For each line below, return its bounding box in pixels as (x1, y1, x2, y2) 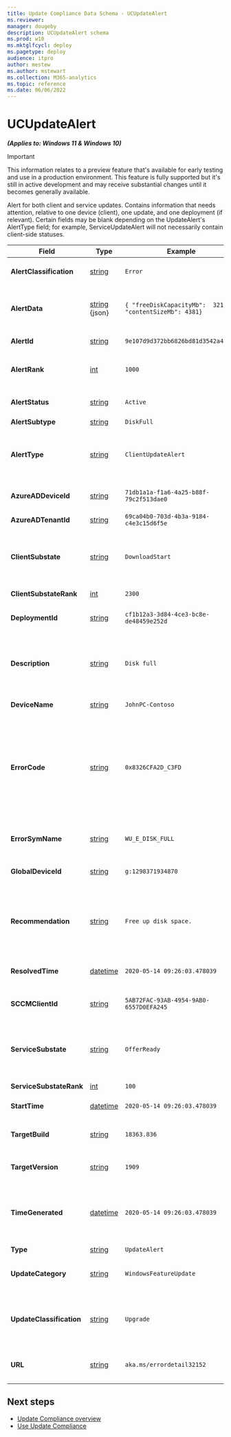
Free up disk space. (124, 917, 192, 925)
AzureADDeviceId (10, 491, 70, 501)
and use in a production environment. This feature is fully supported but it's (7, 173, 221, 182)
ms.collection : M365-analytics (7, 74, 97, 81)
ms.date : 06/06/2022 (7, 87, 67, 94)
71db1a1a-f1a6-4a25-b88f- (124, 489, 210, 496)
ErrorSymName (10, 834, 63, 844)
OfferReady (124, 1046, 161, 1053)
